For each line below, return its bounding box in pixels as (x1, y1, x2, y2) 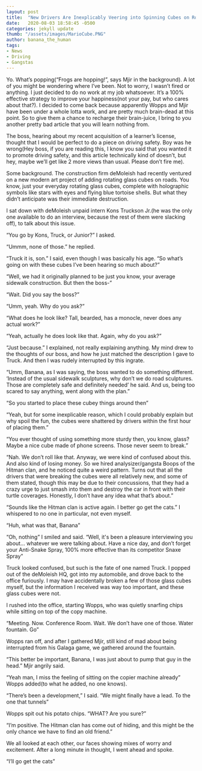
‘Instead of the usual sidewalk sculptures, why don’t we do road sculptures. (6, 375, 194, 382)
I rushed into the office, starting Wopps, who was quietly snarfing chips (6, 601, 183, 608)
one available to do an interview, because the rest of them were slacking (6, 213, 186, 220)
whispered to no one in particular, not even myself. (6, 510, 132, 517)
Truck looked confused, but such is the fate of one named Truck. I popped (6, 564, 191, 571)
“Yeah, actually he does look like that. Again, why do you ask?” (6, 332, 162, 339)
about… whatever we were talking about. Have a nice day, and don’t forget (6, 540, 191, 547)
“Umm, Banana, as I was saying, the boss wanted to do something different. (6, 368, 194, 375)
